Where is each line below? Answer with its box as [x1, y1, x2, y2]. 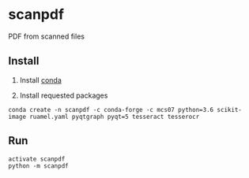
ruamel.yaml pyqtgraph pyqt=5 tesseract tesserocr [28, 113, 200, 121]
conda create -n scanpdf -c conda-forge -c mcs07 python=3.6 [8, 106, 214, 113]
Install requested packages [19, 91, 108, 100]
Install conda [19, 75, 62, 84]
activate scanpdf [8, 155, 66, 163]
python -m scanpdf [8, 161, 69, 170]
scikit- [217, 106, 243, 113]
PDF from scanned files [8, 32, 85, 41]
